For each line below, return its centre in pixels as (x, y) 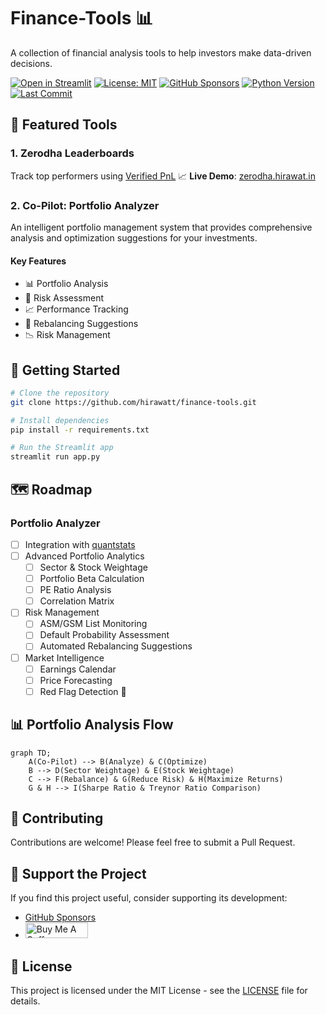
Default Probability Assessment (104, 635)
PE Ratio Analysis (75, 590)
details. (25, 1001)
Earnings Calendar (78, 669)
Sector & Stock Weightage (93, 567)
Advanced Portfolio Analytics (84, 556)
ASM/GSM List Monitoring (93, 624)
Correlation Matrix (77, 601)
